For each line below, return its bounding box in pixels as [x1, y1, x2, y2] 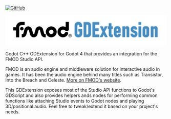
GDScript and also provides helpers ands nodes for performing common [5, 92, 158, 98]
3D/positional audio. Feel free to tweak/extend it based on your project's [5, 103, 158, 109]
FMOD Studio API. [5, 56, 44, 62]
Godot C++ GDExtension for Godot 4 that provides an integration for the [5, 50, 158, 56]
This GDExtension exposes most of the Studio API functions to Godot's [5, 87, 155, 93]
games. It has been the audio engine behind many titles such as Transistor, [5, 71, 163, 77]
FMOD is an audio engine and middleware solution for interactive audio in [5, 66, 160, 72]
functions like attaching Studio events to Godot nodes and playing [5, 97, 144, 104]
